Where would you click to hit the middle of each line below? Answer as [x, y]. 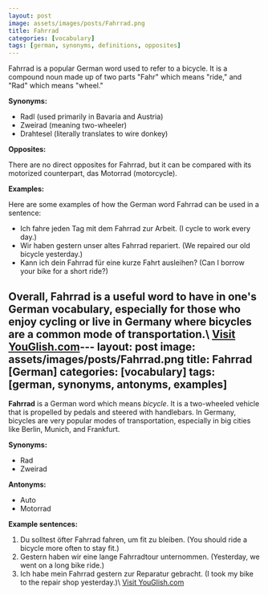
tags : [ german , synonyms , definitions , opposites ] [95, 46]
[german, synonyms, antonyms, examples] [118, 384]
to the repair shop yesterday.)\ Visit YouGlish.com [102, 582]
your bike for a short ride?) [64, 271]
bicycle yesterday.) [51, 255]
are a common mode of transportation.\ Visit [122, 334]
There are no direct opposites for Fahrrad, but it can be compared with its [130, 165]
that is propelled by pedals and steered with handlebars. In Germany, [122, 412]
